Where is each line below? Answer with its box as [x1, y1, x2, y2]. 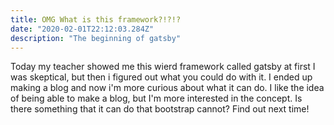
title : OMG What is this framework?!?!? [10, 14, 182, 25]
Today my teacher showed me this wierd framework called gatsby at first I [10, 61, 316, 73]
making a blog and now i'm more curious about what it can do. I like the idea [10, 82, 325, 94]
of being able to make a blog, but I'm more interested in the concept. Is [10, 92, 303, 105]
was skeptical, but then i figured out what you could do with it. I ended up [10, 71, 313, 83]
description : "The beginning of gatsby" [10, 33, 182, 43]
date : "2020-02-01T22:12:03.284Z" [10, 24, 155, 34]
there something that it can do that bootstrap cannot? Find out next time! [10, 103, 310, 115]
